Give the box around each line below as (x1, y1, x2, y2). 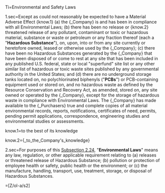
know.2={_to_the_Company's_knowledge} (5, 137, 90, 143)
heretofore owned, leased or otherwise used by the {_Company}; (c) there (5, 45, 155, 51)
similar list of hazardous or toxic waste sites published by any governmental (5, 66, 159, 72)
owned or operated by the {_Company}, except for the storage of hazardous (5, 92, 160, 98)
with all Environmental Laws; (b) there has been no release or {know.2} (5, 24, 149, 30)
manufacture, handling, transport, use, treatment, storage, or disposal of (5, 168, 152, 174)
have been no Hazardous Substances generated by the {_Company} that (5, 50, 153, 56)
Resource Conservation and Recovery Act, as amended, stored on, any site (5, 87, 158, 93)
